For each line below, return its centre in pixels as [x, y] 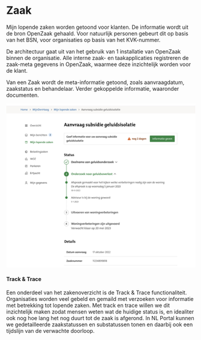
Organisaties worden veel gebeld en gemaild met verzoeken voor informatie [100, 299]
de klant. [17, 70]
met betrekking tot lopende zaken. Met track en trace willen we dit [88, 305]
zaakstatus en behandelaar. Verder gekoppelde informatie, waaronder [93, 88]
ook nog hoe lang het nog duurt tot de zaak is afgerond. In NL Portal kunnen [100, 318]
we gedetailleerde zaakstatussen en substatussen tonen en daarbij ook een [100, 324]
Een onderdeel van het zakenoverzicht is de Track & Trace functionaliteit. [97, 293]
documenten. [22, 95]
